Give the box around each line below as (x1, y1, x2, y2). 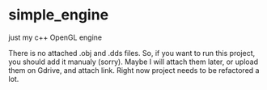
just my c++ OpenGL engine (8, 32, 103, 42)
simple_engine (8, 6, 109, 24)
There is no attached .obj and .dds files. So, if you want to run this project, (8, 48, 256, 58)
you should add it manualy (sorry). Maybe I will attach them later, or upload (8, 57, 259, 66)
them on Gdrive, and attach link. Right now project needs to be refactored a (8, 65, 260, 75)
